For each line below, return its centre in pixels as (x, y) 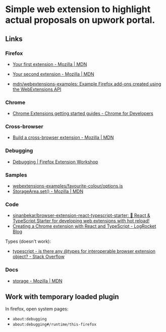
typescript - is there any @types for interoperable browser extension (84, 251)
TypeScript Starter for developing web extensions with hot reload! (81, 221)
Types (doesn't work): (28, 241)
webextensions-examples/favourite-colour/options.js (68, 186)
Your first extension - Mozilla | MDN (50, 64)
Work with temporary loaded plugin (62, 297)
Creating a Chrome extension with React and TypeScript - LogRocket (84, 226)
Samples (16, 175)
